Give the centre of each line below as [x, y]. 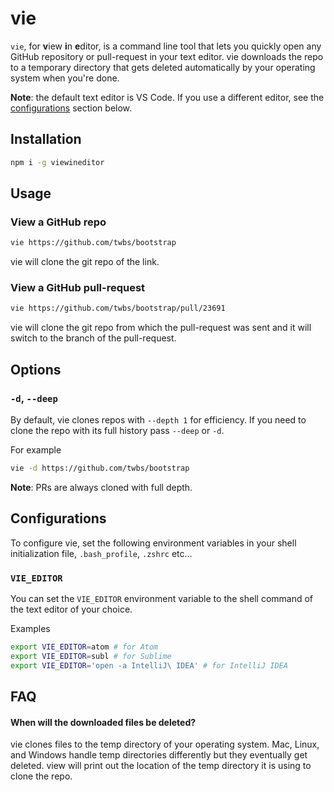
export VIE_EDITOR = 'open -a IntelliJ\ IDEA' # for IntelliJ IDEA [149, 665]
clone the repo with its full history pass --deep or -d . [117, 431]
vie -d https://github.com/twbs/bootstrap [100, 468]
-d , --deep [34, 398]
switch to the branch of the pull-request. [93, 338]
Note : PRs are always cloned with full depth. [101, 487]
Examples [30, 629]
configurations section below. [71, 108]
